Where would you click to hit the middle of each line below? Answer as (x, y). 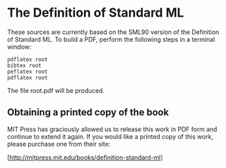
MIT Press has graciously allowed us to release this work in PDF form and (112, 129)
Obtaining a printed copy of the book (88, 112)
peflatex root (28, 72)
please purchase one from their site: (59, 144)
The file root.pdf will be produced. (56, 90)
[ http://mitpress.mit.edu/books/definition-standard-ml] (85, 157)
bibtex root (24, 65)
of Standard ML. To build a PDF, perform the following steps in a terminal (111, 39)
